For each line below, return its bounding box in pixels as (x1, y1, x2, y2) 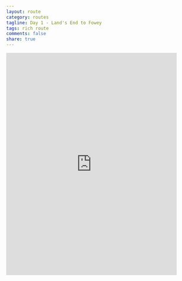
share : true (6, 36, 36, 42)
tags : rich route (6, 25, 49, 31)
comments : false (6, 31, 46, 37)
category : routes (6, 14, 49, 20)
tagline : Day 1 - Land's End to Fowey (6, 20, 102, 25)
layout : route (6, 8, 41, 15)
